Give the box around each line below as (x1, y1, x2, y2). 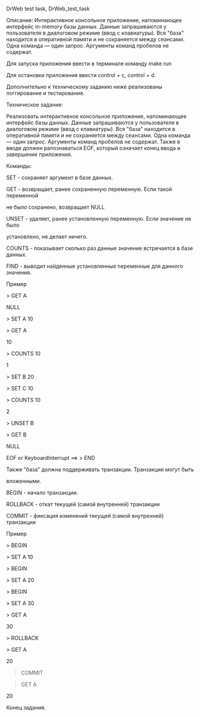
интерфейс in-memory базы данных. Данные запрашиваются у (6, 23, 167, 30)
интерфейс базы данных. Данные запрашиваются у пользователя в (6, 119, 179, 126)
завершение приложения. (6, 151, 73, 158)
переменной (6, 192, 39, 199)
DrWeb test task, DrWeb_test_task (6, 5, 90, 12)
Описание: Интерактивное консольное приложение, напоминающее (6, 17, 182, 23)
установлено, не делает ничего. (6, 233, 88, 240)
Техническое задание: (6, 101, 63, 108)
